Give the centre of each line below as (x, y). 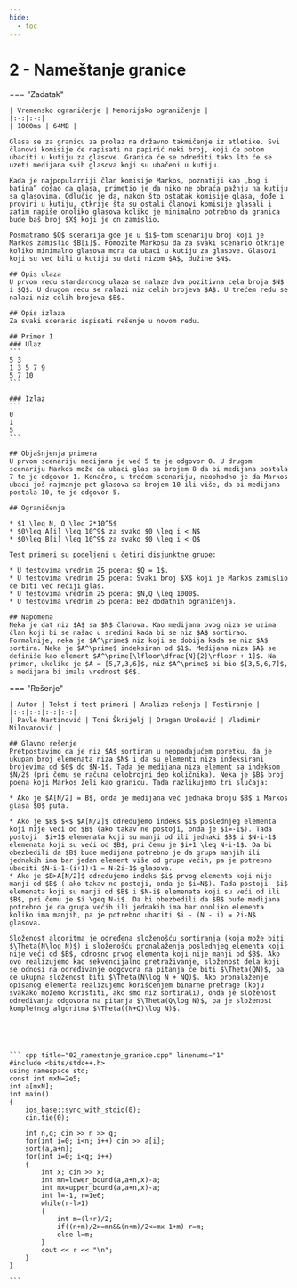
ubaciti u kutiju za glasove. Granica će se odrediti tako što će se (141, 158)
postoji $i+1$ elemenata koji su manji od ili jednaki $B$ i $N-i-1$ (143, 837)
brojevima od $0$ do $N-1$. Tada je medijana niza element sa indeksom (144, 767)
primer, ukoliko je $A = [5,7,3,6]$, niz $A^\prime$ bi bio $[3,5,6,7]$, (149, 664)
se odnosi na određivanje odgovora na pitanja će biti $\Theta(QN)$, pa (147, 970)
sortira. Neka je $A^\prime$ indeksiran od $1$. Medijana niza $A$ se (143, 648)
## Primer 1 (31, 337)
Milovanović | (36, 728)
